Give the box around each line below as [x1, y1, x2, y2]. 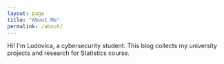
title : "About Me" [7, 17, 60, 23]
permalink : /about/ [7, 23, 63, 30]
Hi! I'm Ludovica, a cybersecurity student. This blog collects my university [7, 42, 217, 50]
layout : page [7, 10, 45, 17]
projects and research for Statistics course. [7, 49, 130, 57]
